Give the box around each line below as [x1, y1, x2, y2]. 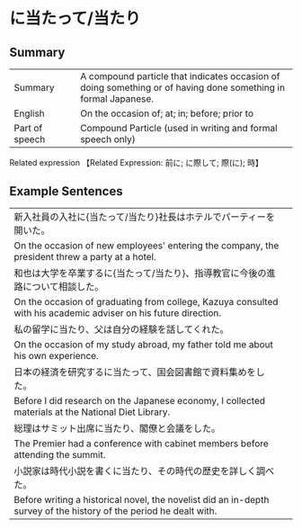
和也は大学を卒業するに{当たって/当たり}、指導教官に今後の [13, 267, 267, 280]
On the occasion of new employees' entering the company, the [13, 239, 280, 252]
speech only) [80, 133, 137, 145]
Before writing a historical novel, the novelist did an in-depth [13, 494, 270, 507]
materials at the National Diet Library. [13, 406, 171, 418]
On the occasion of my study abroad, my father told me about [13, 338, 274, 351]
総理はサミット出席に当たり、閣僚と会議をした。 [13, 422, 221, 435]
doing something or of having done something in [80, 82, 286, 94]
